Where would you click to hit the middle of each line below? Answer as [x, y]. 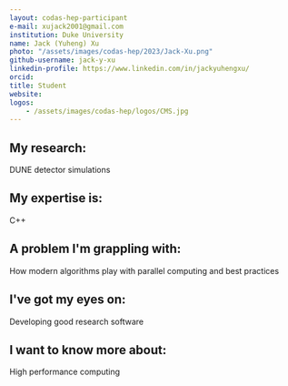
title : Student [38, 86]
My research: [48, 148]
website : [26, 94]
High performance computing [65, 372]
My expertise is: [56, 198]
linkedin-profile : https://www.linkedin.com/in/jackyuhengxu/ [129, 69]
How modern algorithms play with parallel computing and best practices [144, 270]
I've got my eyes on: [68, 300]
